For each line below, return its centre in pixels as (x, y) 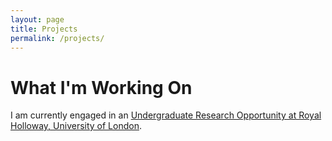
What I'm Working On (101, 87)
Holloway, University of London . (76, 126)
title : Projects (44, 29)
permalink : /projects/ (57, 38)
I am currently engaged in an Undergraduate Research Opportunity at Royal (166, 115)
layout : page (37, 19)
